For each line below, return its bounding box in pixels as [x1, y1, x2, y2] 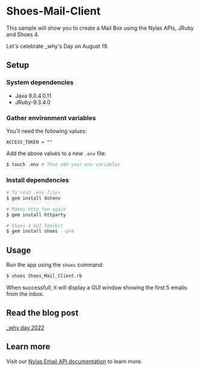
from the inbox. [6, 290, 44, 298]
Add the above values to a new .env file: [6, 150, 106, 157]
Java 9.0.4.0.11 [15, 92, 51, 99]
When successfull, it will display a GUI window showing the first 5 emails [6, 284, 187, 292]
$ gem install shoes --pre [6, 229, 74, 235]
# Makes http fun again [6, 206, 66, 212]
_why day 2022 [6, 324, 45, 331]
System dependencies [6, 78, 74, 87]
